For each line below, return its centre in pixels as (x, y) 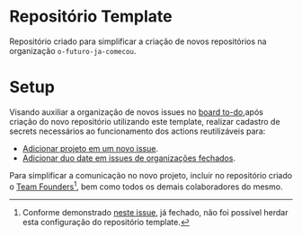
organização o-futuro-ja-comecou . (73, 50)
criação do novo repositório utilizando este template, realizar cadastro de (145, 121)
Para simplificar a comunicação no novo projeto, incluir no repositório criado (151, 175)
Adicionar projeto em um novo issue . (90, 148)
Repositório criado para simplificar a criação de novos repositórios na (138, 41)
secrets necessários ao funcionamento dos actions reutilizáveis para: (138, 131)
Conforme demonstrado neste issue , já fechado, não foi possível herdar (155, 212)
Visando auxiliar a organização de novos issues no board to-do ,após (136, 112)
